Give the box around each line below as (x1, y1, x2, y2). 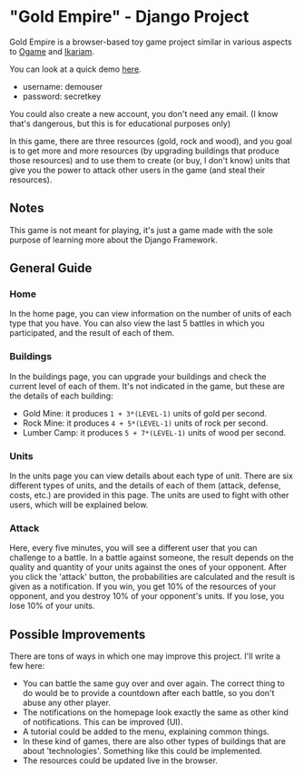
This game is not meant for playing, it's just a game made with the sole (9, 224, 274, 235)
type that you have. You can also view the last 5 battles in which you (9, 318, 265, 329)
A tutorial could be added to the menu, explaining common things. (22, 726, 270, 737)
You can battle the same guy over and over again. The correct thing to (22, 678, 286, 689)
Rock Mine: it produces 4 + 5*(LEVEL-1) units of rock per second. (22, 417, 269, 428)
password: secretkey (22, 91, 102, 102)
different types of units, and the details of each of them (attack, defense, (9, 480, 281, 491)
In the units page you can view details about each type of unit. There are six (9, 470, 293, 482)
